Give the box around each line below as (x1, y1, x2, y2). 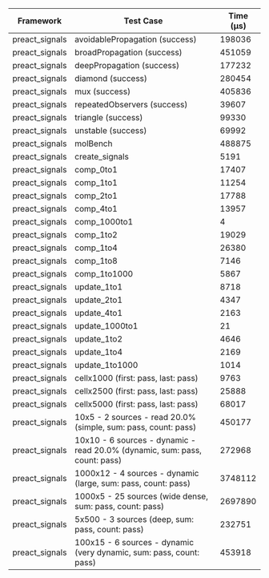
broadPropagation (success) (74, 47, 183, 58)
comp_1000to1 (74, 216, 134, 227)
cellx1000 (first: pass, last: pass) (74, 373, 199, 383)
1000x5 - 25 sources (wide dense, (74, 491, 208, 502)
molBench (74, 138, 113, 149)
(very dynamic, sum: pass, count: (74, 547, 200, 558)
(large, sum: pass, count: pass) (74, 478, 191, 488)
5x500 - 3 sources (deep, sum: (74, 514, 195, 524)
